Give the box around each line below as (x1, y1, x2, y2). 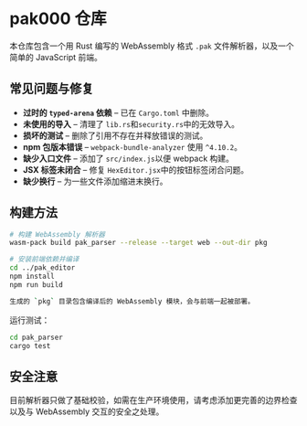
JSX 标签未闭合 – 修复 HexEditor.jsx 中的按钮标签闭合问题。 (22, 164, 249, 175)
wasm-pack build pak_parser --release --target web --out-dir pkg (9, 239, 268, 248)
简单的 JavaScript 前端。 (9, 51, 103, 62)
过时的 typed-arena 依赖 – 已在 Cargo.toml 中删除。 (22, 107, 215, 118)
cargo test (9, 341, 51, 350)
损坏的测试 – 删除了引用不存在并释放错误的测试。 (22, 130, 208, 141)
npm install (9, 272, 55, 282)
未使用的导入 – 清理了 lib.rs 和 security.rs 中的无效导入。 (22, 118, 240, 129)
